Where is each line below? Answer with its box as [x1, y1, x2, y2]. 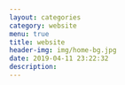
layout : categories [9, 12, 82, 22]
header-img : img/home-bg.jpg [9, 46, 117, 55]
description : [9, 63, 58, 72]
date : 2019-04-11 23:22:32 [9, 54, 109, 63]
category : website [9, 21, 77, 30]
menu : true [9, 29, 50, 38]
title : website [9, 37, 66, 47]
